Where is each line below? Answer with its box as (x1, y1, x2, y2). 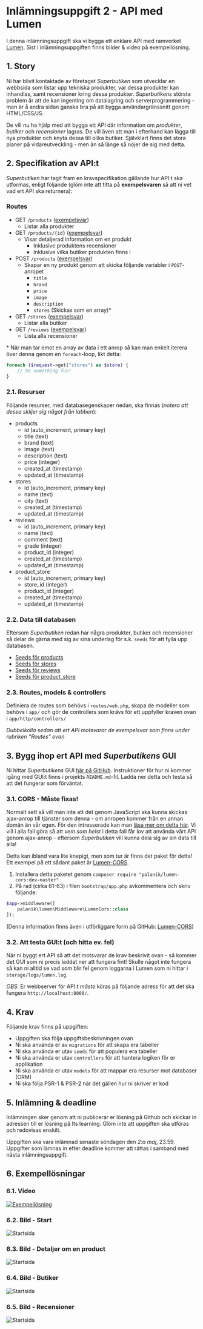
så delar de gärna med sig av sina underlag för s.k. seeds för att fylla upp (6, 636, 188, 643)
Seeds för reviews (15, 667, 61, 674)
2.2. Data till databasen (6, 615, 76, 624)
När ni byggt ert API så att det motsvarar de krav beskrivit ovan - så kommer (6, 952, 197, 959)
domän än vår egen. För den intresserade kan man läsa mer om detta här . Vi (6, 821, 196, 829)
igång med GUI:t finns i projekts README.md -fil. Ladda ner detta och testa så (6, 773, 193, 781)
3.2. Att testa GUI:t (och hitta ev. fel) (6, 938, 115, 947)
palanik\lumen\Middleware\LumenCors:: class (17, 906, 129, 912)
